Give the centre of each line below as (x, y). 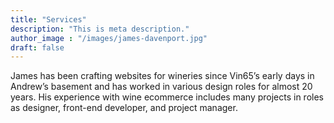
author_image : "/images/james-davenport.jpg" (109, 38)
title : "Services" (48, 19)
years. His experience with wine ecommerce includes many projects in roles (167, 97)
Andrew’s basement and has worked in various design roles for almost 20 (161, 87)
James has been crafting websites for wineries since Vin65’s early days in (162, 76)
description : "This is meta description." (100, 29)
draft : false (37, 47)
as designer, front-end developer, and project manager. (124, 108)
